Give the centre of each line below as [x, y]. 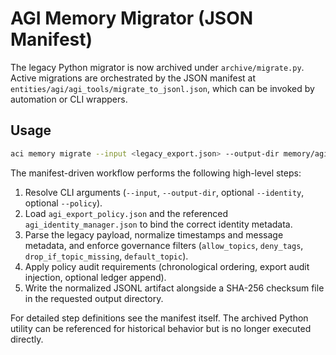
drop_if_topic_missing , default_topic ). [106, 256]
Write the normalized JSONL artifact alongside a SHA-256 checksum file [174, 288]
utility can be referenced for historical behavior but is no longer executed [161, 328]
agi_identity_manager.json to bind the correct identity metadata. [158, 224]
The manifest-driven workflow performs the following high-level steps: [156, 173]
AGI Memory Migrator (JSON [132, 18]
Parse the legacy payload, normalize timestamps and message [154, 234]
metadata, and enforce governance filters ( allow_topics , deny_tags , [164, 245]
